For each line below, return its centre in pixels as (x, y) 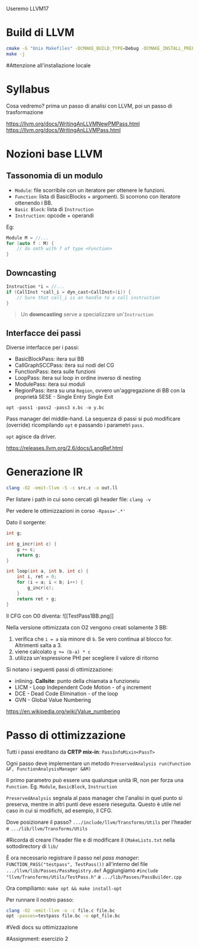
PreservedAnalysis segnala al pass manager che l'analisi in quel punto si (94, 798)
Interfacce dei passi (44, 333)
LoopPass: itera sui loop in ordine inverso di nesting (78, 378)
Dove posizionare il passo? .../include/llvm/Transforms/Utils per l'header (99, 822)
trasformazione (25, 112)
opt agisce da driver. (31, 437)
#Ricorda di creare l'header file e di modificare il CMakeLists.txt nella (91, 840)
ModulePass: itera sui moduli (50, 384)
